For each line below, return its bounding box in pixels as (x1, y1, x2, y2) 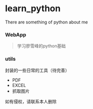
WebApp (5, 31, 26, 38)
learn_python (5, 3, 61, 14)
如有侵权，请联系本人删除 (5, 98, 57, 104)
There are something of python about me (5, 19, 88, 25)
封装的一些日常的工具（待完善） (5, 67, 70, 73)
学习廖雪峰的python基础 (17, 43, 66, 49)
